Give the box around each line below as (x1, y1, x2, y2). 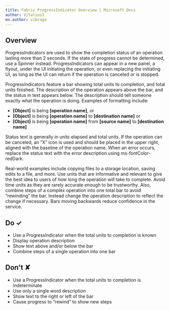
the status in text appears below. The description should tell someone (5, 92, 152, 98)
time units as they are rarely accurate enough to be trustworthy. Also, (5, 182, 151, 188)
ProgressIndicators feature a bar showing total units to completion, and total (5, 81, 165, 88)
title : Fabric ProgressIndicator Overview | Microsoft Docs (5, 7, 136, 13)
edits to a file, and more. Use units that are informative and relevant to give (5, 171, 162, 177)
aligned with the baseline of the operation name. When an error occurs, (5, 144, 156, 151)
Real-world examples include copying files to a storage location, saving (5, 166, 156, 172)
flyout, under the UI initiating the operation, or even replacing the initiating (5, 66, 161, 72)
